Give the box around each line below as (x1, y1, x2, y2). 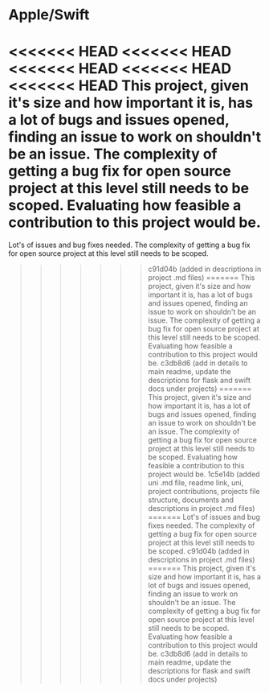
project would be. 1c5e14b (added (148, 469, 260, 480)
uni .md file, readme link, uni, (148, 478, 244, 488)
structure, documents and (148, 495, 234, 505)
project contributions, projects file (148, 487, 260, 496)
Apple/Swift (8, 6, 90, 24)
